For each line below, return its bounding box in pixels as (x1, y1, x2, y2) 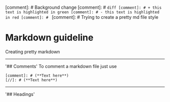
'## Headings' (5, 91, 35, 97)
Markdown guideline (5, 32, 94, 44)
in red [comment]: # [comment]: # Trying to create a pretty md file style (5, 14, 158, 20)
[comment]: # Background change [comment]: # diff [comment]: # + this (5, 5, 162, 10)
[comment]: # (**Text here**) (5, 73, 69, 78)
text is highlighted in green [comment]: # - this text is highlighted (5, 10, 159, 15)
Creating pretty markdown (5, 48, 60, 55)
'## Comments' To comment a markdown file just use (5, 63, 117, 69)
